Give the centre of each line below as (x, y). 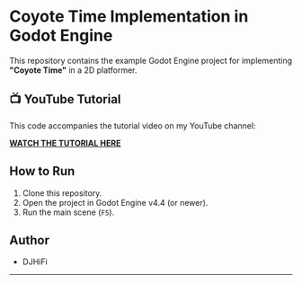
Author (29, 240)
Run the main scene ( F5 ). (68, 212)
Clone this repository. (62, 193)
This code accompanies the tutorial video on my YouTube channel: (133, 125)
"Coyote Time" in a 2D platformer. (73, 70)
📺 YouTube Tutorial (65, 99)
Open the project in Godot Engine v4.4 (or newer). (115, 202)
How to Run (42, 171)
